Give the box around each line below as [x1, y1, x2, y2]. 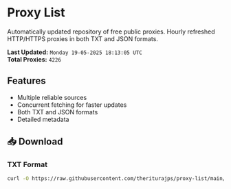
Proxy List [7, 5, 65, 21]
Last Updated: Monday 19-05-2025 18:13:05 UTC [7, 48, 142, 56]
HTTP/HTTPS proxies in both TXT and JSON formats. [7, 34, 158, 42]
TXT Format [7, 160, 48, 169]
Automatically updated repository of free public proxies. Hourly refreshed [7, 27, 215, 36]
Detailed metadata [16, 115, 69, 123]
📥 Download [7, 136, 63, 148]
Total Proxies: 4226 [7, 55, 62, 63]
